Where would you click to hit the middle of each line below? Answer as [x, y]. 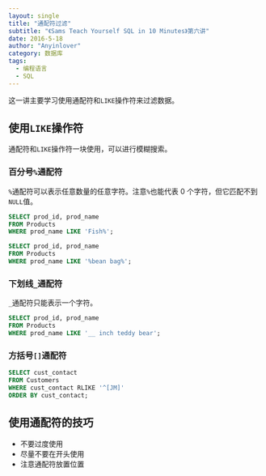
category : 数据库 [36, 53]
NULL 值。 [23, 201]
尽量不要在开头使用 [52, 453]
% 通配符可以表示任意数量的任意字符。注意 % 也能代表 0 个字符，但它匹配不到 [133, 191]
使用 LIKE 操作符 [46, 128]
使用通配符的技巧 [51, 423]
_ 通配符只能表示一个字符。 [53, 303]
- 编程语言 [32, 69]
